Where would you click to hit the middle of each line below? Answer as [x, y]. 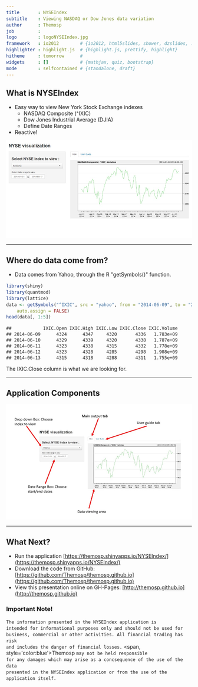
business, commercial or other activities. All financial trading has [95, 635]
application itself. [32, 679]
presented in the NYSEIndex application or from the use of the [87, 672]
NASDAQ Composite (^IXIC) [57, 114]
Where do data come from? [57, 260]
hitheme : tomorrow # [44, 56]
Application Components [53, 393]
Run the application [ [40, 556]
